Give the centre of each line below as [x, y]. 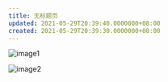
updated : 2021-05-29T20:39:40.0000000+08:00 [84, 23]
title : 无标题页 [33, 16]
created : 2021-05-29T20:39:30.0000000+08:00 [84, 31]
